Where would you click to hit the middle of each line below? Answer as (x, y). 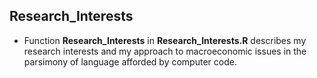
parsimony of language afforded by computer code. (130, 61)
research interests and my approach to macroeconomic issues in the (165, 51)
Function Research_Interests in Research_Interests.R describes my (165, 40)
